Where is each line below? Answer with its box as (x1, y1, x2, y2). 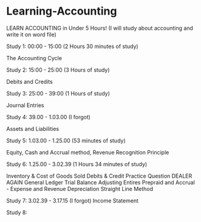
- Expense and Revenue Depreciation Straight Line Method (6, 185, 154, 192)
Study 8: (6, 209, 27, 216)
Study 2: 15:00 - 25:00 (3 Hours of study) (6, 66, 111, 74)
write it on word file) (6, 30, 56, 38)
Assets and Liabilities (6, 125, 60, 132)
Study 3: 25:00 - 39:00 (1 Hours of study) (6, 89, 111, 97)
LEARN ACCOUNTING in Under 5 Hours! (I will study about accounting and (6, 24, 193, 32)
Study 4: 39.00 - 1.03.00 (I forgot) (6, 113, 91, 120)
